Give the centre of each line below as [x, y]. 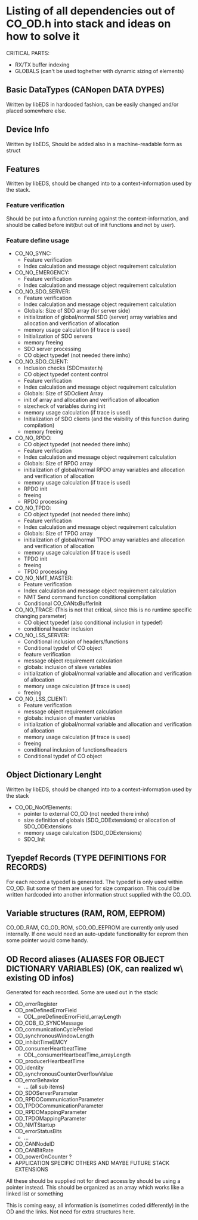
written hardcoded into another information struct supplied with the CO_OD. [99, 894]
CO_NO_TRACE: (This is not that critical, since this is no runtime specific [103, 610]
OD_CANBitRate [34, 1151]
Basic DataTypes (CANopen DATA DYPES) [86, 90]
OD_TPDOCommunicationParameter [59, 1106]
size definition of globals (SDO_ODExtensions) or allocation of [100, 820]
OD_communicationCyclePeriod [54, 1030]
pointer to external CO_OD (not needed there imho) [86, 813]
